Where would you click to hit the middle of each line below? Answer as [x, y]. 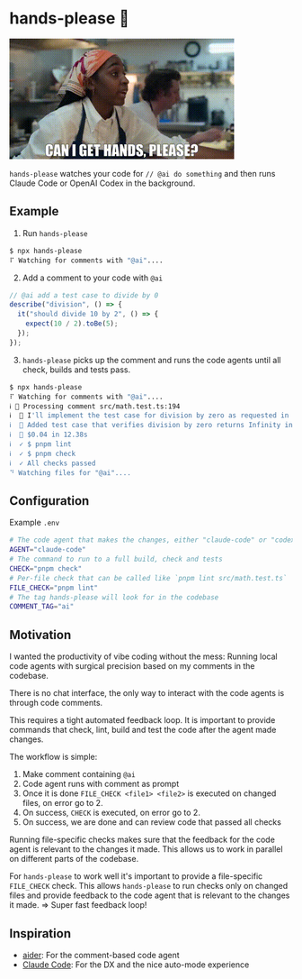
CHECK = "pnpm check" [46, 568]
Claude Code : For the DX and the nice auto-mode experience [136, 965]
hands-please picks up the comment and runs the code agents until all [151, 360]
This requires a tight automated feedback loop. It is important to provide [142, 720]
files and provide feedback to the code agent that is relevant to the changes [150, 895]
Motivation [40, 635]
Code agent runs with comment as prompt [101, 784]
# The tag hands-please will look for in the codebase [114, 597]
